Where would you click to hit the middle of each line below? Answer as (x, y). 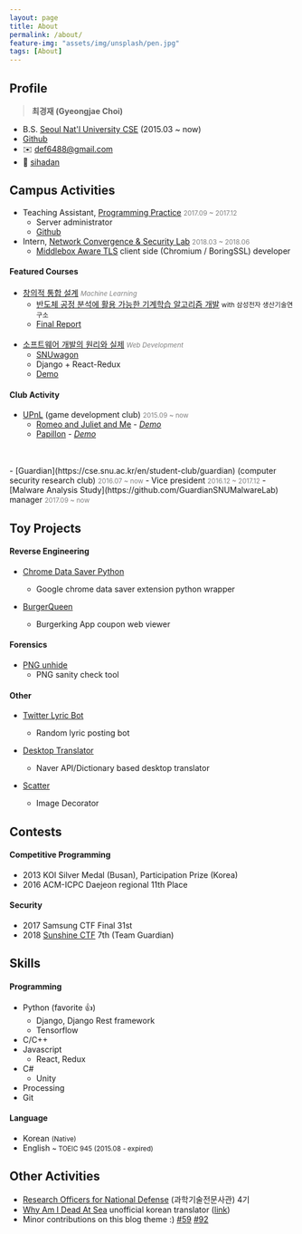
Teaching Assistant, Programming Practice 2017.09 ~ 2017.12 (130, 212)
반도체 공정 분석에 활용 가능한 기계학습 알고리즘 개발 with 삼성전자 (148, 304)
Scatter (36, 786)
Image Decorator (67, 804)
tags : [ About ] (36, 52)
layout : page (34, 18)
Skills (25, 964)
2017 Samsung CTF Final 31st (77, 925)
